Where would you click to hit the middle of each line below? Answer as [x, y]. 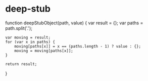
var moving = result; [28, 37]
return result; [21, 64]
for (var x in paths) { [30, 42]
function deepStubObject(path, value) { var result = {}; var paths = [74, 23]
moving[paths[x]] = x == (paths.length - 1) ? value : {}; [78, 46]
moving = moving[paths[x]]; [44, 51]
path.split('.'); [19, 28]
